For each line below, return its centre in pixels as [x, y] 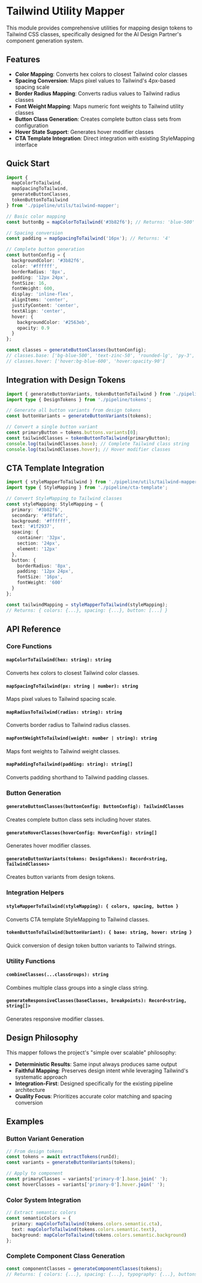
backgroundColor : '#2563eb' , [54, 322]
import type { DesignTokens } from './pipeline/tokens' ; [79, 399]
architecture [30, 1089]
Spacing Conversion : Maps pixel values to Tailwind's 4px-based [95, 80]
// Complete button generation [45, 249]
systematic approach [41, 1077]
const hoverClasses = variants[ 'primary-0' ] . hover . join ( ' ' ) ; [86, 1184]
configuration [32, 125]
